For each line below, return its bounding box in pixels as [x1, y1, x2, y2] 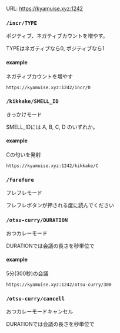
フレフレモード [6, 189, 42, 197]
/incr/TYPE [6, 19, 37, 26]
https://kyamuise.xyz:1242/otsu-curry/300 [6, 282, 112, 288]
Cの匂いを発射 [6, 151, 41, 158]
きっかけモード [6, 110, 42, 117]
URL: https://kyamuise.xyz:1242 [6, 5, 84, 12]
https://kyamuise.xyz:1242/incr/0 [6, 84, 91, 90]
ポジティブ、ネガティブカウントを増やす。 [6, 32, 108, 40]
